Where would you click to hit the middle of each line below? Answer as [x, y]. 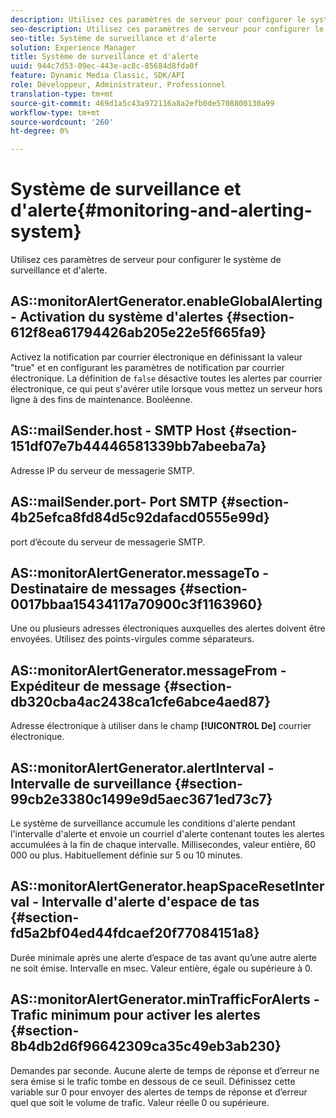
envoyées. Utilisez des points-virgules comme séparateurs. [132, 639]
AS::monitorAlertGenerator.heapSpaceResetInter [167, 886]
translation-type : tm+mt [62, 94]
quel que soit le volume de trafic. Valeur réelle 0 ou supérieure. [140, 1102]
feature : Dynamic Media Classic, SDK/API [98, 76]
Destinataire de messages [93, 588]
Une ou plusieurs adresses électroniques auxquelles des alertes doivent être [168, 628]
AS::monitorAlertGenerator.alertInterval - [142, 767]
